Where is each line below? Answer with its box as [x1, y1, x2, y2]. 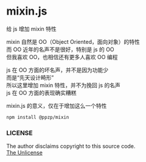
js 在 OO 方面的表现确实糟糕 [6, 89, 77, 96]
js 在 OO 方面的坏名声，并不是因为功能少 [6, 66, 109, 74]
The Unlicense [6, 149, 43, 157]
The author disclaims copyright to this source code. [6, 143, 136, 150]
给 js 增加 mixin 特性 [6, 25, 57, 32]
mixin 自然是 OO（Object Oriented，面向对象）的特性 [6, 38, 140, 45]
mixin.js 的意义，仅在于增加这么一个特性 [6, 102, 107, 109]
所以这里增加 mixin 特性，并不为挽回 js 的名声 [6, 81, 120, 89]
